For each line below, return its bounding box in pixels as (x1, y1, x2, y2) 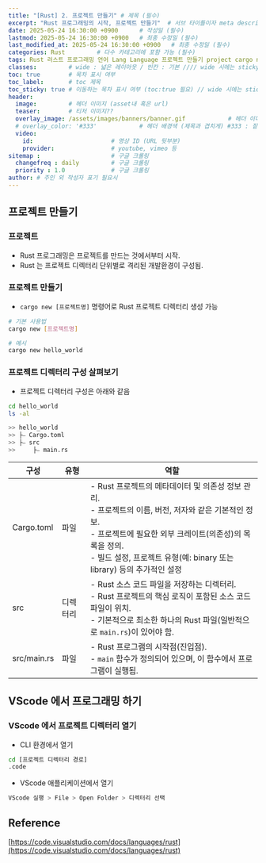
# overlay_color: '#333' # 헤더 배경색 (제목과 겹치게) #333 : (15, 122, 249, 130)
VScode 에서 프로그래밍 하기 (8, 695, 142, 708)
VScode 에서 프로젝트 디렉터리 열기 (8, 720, 137, 731)
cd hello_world (8, 402, 59, 410)
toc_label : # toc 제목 (8, 78, 101, 86)
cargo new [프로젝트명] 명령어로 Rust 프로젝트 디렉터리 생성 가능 (19, 301, 218, 311)
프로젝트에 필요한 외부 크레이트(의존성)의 (97, 528, 241, 539)
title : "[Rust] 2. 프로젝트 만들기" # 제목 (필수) (8, 11, 161, 20)
